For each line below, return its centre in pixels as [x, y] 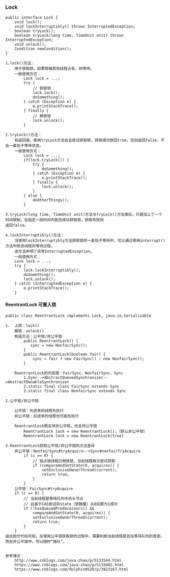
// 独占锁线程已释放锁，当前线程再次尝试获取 [74, 461]
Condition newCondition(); [43, 49]
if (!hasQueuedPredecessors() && [59, 508]
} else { [33, 196]
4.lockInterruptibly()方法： [35, 235]
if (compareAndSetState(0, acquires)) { [76, 465]
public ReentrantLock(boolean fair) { [65, 354]
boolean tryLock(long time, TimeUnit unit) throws [69, 36]
